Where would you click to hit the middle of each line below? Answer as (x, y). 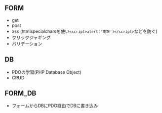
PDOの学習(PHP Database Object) (46, 72)
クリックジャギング (31, 37)
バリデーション (27, 44)
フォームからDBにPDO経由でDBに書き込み (55, 106)
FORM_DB (20, 93)
